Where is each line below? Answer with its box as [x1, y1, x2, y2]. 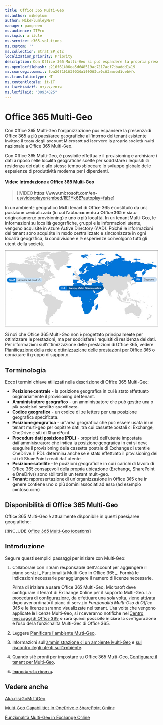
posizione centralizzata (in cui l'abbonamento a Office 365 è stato [5, 210, 137, 215]
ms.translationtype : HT [5, 74, 53, 80]
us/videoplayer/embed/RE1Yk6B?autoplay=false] [16, 195, 115, 201]
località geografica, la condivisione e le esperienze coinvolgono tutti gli [5, 235, 147, 241]
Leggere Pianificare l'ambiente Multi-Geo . [12, 630, 96, 636]
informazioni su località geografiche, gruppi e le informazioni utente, [5, 220, 142, 226]
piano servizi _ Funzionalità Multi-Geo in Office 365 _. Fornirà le [12, 569, 139, 576]
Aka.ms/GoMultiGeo [5, 695, 46, 701]
